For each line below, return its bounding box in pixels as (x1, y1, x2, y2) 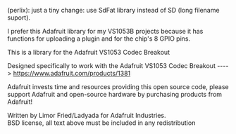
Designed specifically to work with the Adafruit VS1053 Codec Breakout (7, 62, 216, 69)
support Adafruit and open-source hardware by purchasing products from (7, 91, 223, 98)
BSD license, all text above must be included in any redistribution (7, 119, 196, 127)
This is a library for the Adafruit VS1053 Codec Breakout (7, 48, 170, 56)
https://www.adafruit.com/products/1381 (13, 69, 131, 77)
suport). (7, 13, 30, 22)
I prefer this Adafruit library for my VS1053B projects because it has (7, 27, 204, 35)
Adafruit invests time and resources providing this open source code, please (7, 83, 229, 91)
